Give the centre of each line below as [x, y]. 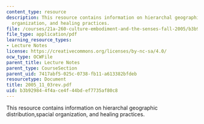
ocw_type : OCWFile [29, 57]
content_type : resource [36, 12]
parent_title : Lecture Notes [43, 62]
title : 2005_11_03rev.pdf [39, 85]
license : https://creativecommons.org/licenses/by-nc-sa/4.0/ [87, 51]
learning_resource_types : [39, 40]
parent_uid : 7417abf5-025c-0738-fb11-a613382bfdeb [72, 74]
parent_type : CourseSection [42, 68]
